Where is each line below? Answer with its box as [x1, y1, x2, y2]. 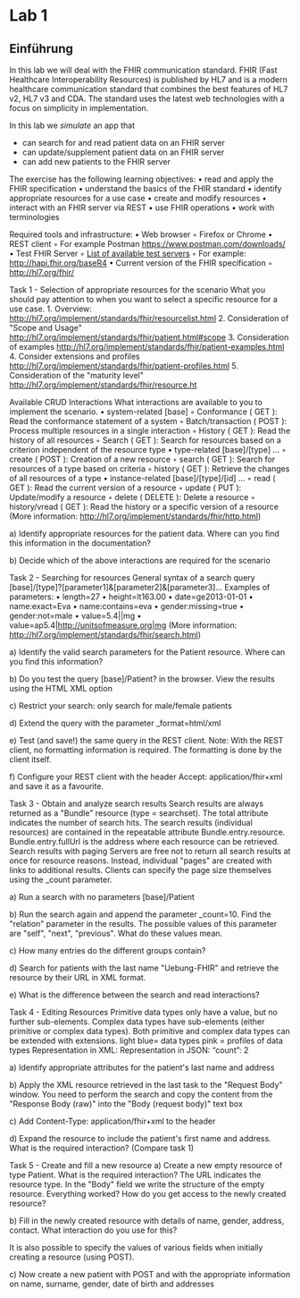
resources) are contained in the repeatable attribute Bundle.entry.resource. [9, 827, 286, 837]
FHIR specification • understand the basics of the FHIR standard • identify [9, 183, 282, 193]
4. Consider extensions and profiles [9, 351, 140, 361]
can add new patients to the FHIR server [21, 157, 171, 166]
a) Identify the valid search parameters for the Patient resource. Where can [9, 647, 286, 657]
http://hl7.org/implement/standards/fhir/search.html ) [9, 630, 202, 640]
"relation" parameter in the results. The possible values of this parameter [9, 919, 278, 929]
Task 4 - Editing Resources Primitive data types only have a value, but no [9, 1007, 279, 1017]
